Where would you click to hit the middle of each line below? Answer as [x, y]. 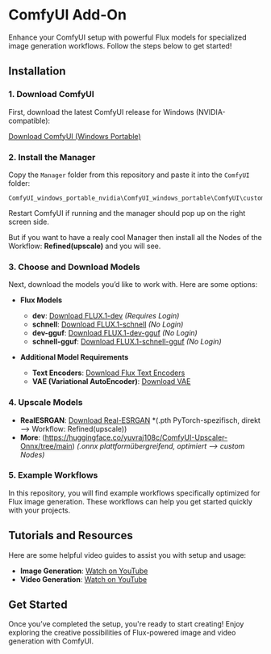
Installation [37, 72]
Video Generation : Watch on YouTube [83, 579]
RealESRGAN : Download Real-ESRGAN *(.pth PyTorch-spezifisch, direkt [140, 420]
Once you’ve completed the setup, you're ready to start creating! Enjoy [126, 624]
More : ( [33, 437]
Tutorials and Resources [71, 536]
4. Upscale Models [46, 403]
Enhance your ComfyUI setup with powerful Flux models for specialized [128, 37]
